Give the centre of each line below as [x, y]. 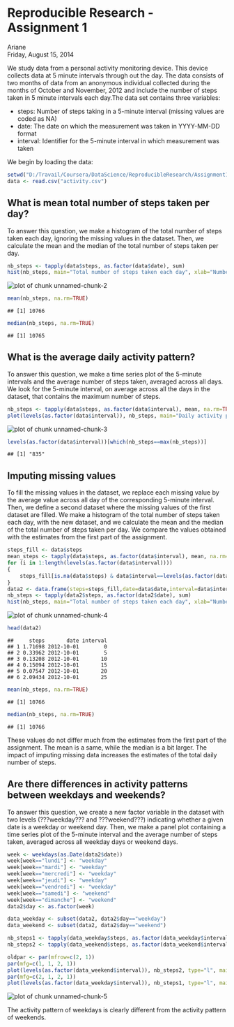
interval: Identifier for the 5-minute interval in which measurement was [118, 140]
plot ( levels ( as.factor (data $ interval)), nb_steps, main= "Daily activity [115, 416]
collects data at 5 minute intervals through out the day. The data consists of [116, 75]
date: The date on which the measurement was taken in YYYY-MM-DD [119, 126]
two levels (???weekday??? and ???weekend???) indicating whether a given [115, 820]
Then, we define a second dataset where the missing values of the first [109, 507]
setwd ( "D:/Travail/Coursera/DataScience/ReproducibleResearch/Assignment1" [119, 175]
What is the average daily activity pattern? [101, 357]
